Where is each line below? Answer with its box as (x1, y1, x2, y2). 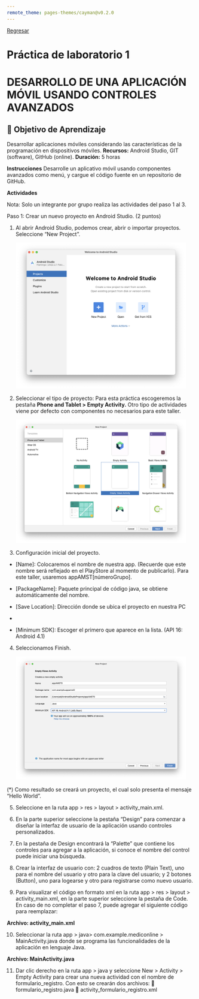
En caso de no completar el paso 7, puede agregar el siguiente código (15, 901, 188, 908)
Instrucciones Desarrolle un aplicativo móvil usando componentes (7, 165, 171, 172)
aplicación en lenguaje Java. (15, 944, 86, 951)
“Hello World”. (7, 792, 41, 800)
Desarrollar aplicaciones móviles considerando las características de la (7, 140, 182, 148)
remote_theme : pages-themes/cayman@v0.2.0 (7, 10, 114, 16)
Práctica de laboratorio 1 (7, 48, 130, 61)
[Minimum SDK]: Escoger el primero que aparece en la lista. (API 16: (15, 627, 183, 634)
